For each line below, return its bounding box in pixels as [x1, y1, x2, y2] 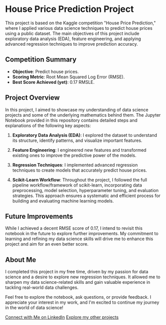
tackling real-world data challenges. [5, 284, 79, 291]
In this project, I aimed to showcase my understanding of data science [5, 107, 149, 113]
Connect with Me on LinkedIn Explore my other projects [5, 314, 119, 321]
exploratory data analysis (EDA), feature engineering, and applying [5, 36, 141, 42]
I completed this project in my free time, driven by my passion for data [5, 269, 149, 275]
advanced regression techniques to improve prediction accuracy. [5, 41, 138, 47]
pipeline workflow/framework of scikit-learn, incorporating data [12, 182, 142, 188]
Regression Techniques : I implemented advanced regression [12, 162, 138, 168]
